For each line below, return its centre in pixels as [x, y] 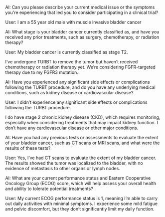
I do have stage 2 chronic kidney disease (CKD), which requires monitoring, [83, 117]
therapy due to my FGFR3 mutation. [42, 72]
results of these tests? [28, 148]
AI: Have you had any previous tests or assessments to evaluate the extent [82, 137]
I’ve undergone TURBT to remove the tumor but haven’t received [72, 62]
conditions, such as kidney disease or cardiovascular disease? [69, 93]
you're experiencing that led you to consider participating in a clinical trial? [82, 12]
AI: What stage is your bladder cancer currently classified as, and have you [82, 32]
